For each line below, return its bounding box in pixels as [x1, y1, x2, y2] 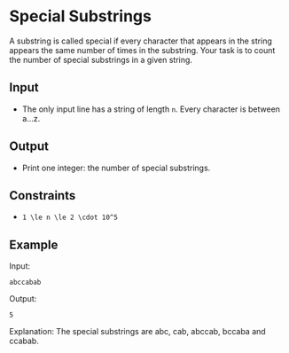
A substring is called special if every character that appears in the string [9, 35, 272, 46]
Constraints [9, 188, 76, 203]
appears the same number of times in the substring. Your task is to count [9, 44, 276, 55]
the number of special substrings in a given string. [9, 54, 193, 65]
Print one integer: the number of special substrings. [21, 162, 211, 173]
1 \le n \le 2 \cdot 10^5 [21, 213, 118, 223]
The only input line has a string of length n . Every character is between [21, 104, 281, 114]
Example [9, 237, 59, 252]
